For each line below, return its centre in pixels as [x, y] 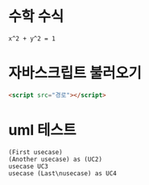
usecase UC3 [28, 166]
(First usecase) [35, 152]
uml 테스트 [42, 130]
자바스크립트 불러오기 [75, 73]
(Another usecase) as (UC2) [56, 159]
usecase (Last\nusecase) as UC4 [62, 173]
